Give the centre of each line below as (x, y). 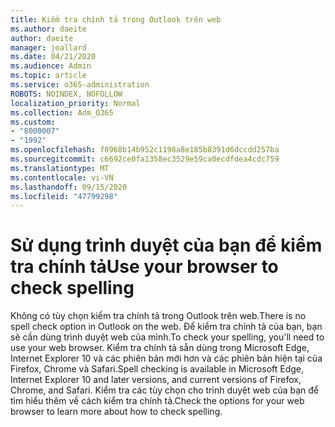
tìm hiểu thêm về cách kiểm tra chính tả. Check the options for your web (157, 401)
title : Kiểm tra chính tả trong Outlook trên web (116, 19)
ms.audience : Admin (51, 66)
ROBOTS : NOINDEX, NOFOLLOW (66, 94)
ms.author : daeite (48, 29)
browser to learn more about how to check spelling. (116, 412)
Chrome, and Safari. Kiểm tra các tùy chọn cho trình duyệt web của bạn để (164, 390)
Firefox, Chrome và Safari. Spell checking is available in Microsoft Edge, (157, 369)
